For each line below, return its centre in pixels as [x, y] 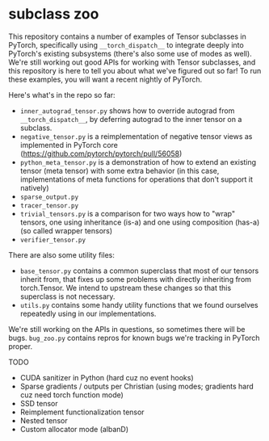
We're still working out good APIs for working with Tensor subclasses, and [132, 62]
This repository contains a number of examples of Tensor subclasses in [127, 36]
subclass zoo [54, 14]
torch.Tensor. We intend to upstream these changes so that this [126, 288]
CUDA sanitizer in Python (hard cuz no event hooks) [107, 377]
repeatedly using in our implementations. [88, 313]
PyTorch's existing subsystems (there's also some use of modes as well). [130, 53]
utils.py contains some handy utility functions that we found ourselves [139, 304]
